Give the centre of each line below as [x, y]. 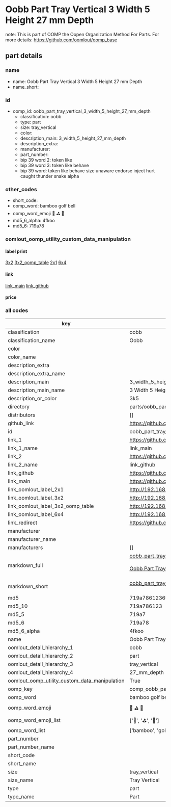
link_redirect [23, 523]
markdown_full [25, 565]
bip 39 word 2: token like [46, 160]
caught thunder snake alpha [50, 176]
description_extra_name [36, 374]
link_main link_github [27, 285]
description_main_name [36, 390]
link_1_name [23, 448]
